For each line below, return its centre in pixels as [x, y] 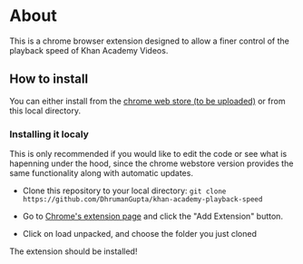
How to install [49, 79]
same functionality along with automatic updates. [101, 173]
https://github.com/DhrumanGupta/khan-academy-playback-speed [142, 200]
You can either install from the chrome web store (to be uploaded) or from [147, 101]
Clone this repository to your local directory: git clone [124, 191]
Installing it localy [49, 134]
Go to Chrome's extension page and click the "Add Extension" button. [153, 216]
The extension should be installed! [73, 251]
